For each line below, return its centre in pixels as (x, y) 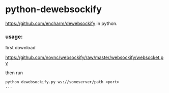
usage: (14, 37)
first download (20, 48)
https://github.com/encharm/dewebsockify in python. (62, 23)
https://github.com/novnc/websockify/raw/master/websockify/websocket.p (84, 57)
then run (14, 73)
